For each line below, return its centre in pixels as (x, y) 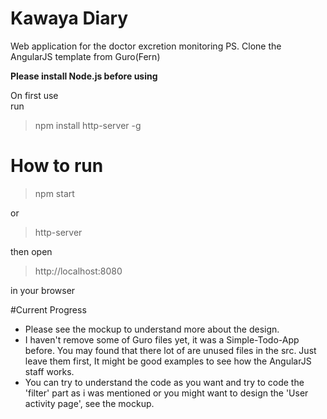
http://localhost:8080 (78, 271)
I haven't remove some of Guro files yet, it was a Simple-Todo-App (162, 339)
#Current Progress (48, 309)
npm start (54, 193)
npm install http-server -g (88, 125)
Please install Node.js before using (84, 76)
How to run (57, 166)
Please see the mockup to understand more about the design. (152, 329)
